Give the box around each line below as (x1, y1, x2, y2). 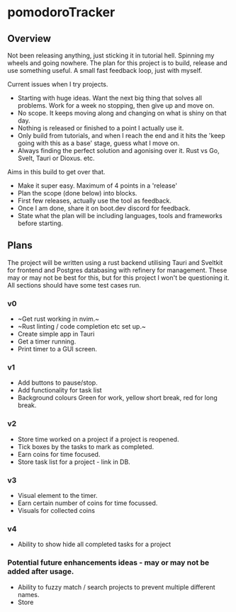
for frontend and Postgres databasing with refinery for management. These (7, 266, 227, 274)
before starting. (17, 219, 64, 227)
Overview (7, 33, 52, 45)
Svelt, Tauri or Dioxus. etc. (17, 154, 95, 162)
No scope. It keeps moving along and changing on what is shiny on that (17, 109, 227, 117)
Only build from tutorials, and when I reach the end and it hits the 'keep (17, 132, 225, 140)
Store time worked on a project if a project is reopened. (17, 435, 179, 443)
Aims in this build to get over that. (7, 168, 106, 176)
